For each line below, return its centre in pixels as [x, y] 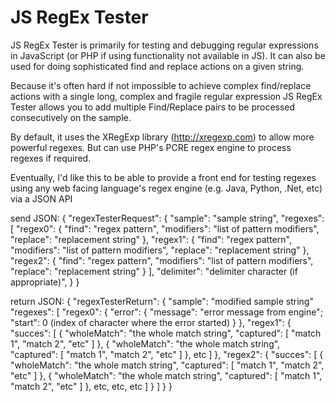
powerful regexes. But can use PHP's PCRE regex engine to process [151, 147]
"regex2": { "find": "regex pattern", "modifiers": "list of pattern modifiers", [162, 260]
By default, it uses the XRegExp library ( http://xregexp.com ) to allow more [162, 137]
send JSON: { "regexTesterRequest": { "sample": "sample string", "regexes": [167, 218]
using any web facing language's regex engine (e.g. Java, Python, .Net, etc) [166, 188]
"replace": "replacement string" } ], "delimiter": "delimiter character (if [154, 271]
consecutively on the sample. [71, 117]
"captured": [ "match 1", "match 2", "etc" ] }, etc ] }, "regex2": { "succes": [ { [167, 354]
